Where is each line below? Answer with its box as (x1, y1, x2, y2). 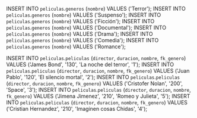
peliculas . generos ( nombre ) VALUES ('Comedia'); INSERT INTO (6, 37, 159, 44)
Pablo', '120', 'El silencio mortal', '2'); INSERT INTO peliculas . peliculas (6, 74, 180, 80)
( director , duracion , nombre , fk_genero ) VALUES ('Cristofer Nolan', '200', (6, 80, 183, 87)
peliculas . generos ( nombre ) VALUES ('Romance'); (6, 43, 126, 50)
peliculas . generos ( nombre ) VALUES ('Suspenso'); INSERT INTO (6, 11, 161, 18)
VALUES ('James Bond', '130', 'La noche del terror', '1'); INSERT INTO (6, 61, 174, 68)
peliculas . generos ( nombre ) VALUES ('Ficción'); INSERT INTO (6, 18, 155, 24)
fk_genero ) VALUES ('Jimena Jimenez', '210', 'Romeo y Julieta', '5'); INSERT (6, 92, 190, 100)
